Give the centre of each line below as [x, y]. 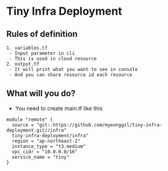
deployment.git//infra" [37, 130]
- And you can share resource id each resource [71, 75]
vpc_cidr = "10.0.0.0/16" [45, 151]
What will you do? [41, 93]
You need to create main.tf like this [59, 108]
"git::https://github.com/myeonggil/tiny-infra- [100, 125]
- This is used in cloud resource [53, 59]
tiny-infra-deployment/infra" [50, 135]
